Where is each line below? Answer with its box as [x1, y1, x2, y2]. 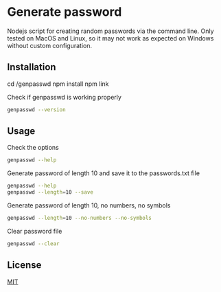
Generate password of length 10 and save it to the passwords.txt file [7, 169, 200, 177]
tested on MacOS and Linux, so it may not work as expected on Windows [7, 34, 214, 42]
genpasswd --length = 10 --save [7, 189, 94, 196]
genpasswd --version [7, 106, 67, 113]
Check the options [7, 144, 60, 152]
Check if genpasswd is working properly [7, 93, 122, 101]
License [7, 259, 42, 271]
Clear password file [7, 227, 62, 235]
